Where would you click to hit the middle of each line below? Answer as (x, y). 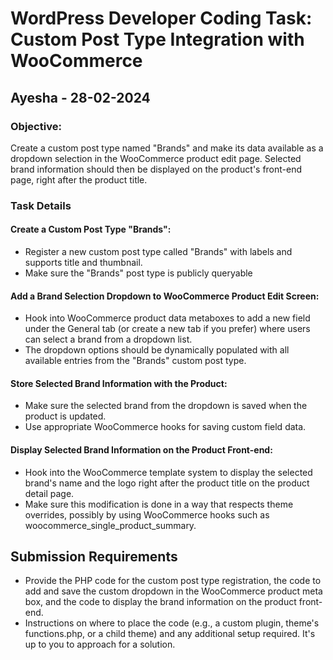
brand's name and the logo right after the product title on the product (167, 483)
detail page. (49, 493)
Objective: (36, 126)
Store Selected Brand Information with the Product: (119, 383)
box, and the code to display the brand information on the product (160, 602)
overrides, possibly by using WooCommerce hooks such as (147, 514)
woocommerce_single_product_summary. (110, 525)
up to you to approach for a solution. (100, 644)
